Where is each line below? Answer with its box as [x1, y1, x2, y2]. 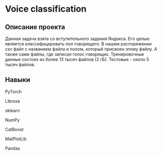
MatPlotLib [5, 136, 27, 142]
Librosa [5, 98, 20, 104]
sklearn [5, 107, 20, 113]
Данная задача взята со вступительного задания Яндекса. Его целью [5, 36, 150, 41]
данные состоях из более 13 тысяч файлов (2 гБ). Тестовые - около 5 [5, 57, 149, 62]
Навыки [5, 76, 31, 84]
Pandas [5, 145, 20, 151]
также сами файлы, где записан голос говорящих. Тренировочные [5, 51, 144, 57]
